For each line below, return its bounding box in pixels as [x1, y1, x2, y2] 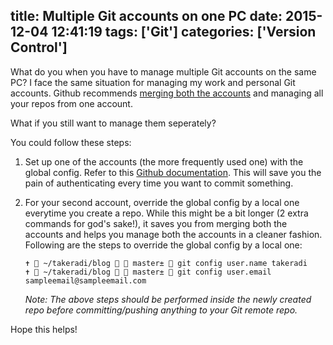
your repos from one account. [10, 97, 133, 109]
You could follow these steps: [10, 136, 132, 148]
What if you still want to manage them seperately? [10, 117, 217, 129]
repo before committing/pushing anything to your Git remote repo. [24, 304, 298, 316]
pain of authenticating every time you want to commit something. [24, 177, 294, 189]
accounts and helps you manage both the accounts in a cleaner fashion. [24, 228, 323, 240]
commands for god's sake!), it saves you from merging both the [24, 217, 288, 229]
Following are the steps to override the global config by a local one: [24, 239, 303, 251]
